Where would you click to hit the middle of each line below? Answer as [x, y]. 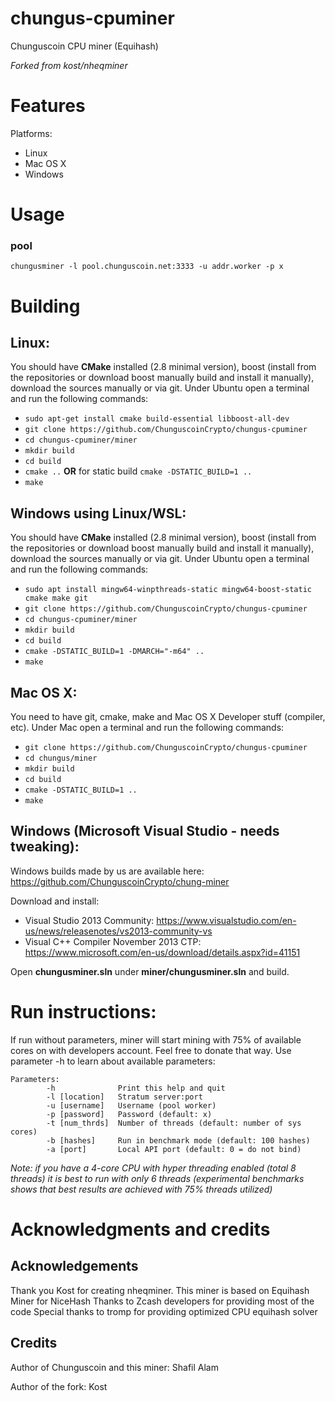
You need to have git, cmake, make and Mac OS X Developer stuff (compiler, [168, 716]
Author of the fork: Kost [59, 1386]
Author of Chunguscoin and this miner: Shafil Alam [114, 1367]
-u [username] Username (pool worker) [131, 1105]
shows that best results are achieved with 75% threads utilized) [141, 1189]
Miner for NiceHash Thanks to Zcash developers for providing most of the [162, 1301]
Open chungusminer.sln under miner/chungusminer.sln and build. [150, 971]
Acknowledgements [74, 1266]
